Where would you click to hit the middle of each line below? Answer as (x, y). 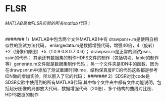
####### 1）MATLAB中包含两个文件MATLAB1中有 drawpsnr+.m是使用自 (79, 39)
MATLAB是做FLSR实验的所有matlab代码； (48, 23)
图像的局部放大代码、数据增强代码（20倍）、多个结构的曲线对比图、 (87, 89)
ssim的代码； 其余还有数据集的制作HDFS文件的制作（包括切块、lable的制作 (82, 58)
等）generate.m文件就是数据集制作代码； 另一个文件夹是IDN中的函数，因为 (82, 64)
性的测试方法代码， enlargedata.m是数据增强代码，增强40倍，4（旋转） (83, 45)
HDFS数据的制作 (22, 95)
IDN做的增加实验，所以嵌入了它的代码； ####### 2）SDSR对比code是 (78, 76)
